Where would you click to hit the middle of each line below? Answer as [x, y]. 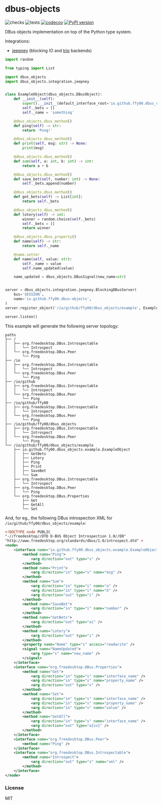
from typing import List [30, 68]
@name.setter [27, 255]
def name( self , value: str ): [43, 259]
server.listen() [21, 317]
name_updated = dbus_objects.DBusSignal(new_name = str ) [70, 277]
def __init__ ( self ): [34, 99]
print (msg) [33, 148]
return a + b [35, 166]
